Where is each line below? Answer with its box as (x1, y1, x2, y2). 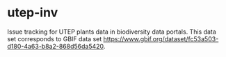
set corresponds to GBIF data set (7, 34, 102, 43)
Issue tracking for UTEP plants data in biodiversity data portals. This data (7, 27, 217, 36)
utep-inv (7, 5, 58, 21)
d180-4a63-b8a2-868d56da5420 (7, 42, 104, 50)
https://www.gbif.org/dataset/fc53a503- (103, 34, 219, 43)
